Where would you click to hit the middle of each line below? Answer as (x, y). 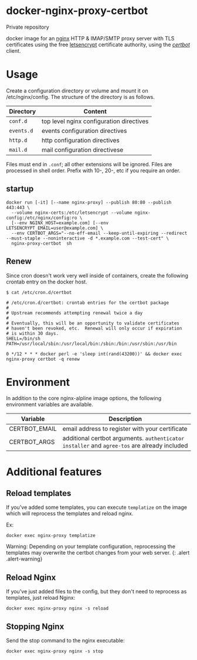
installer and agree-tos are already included (125, 446)
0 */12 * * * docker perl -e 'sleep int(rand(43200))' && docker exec (94, 354)
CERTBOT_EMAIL (33, 429)
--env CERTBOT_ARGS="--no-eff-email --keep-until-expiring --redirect (99, 233)
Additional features (54, 472)
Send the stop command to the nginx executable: (65, 641)
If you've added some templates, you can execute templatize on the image (97, 507)
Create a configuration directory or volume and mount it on (77, 90)
